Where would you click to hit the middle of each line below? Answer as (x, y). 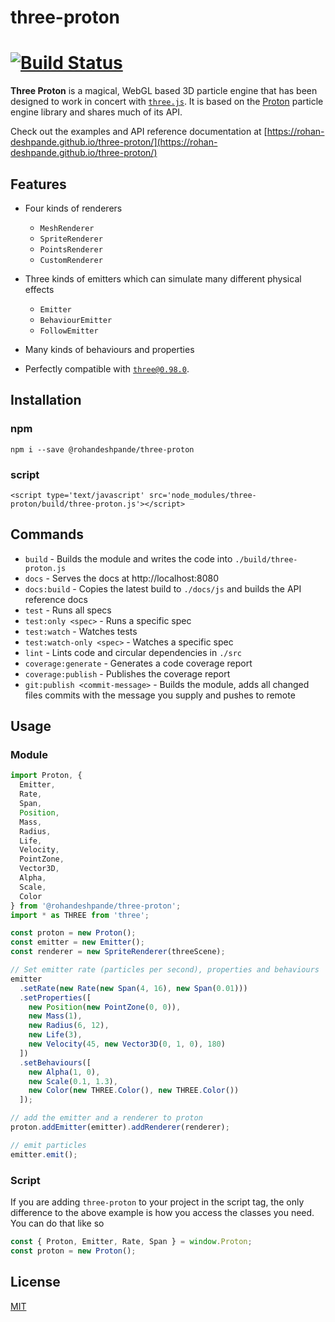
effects (39, 289)
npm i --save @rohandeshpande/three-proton (102, 449)
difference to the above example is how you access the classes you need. (162, 1212)
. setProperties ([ (55, 997)
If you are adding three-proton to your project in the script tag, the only (157, 1202)
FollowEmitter (69, 331)
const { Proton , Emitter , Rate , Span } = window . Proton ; (131, 1241)
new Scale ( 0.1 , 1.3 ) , (73, 1081)
